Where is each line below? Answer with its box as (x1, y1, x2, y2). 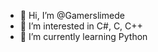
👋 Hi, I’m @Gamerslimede (19, 10, 125, 21)
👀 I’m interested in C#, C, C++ (19, 20, 143, 32)
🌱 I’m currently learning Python (19, 31, 148, 42)
